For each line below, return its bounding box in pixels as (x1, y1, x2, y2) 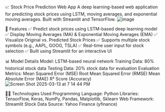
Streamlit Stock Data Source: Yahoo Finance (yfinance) (5, 101, 117, 107)
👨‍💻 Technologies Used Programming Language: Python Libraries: (5, 91, 139, 96)
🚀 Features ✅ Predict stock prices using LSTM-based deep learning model (5, 26, 158, 32)
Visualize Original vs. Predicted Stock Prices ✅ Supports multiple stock (5, 37, 150, 43)
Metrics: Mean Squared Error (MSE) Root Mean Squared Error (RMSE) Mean (5, 71, 161, 76)
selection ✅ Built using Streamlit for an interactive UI (5, 48, 112, 54)
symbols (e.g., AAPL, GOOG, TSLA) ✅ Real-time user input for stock (5, 42, 144, 48)
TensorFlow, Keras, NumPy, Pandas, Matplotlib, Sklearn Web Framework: (5, 96, 155, 102)
